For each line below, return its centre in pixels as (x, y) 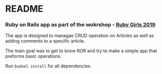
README (24, 9)
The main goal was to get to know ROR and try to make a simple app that (81, 51)
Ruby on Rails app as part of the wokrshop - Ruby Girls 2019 (80, 25)
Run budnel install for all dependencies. (49, 66)
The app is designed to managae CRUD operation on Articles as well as (80, 35)
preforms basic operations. (33, 56)
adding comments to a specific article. (45, 41)
